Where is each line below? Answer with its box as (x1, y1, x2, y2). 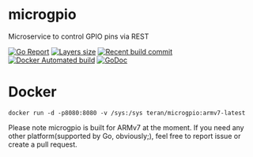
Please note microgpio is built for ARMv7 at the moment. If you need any (8, 122, 244, 132)
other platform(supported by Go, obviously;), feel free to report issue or (8, 131, 241, 140)
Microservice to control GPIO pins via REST (8, 32, 149, 41)
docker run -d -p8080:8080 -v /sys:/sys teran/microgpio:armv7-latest (8, 109, 246, 117)
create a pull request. (8, 140, 77, 149)
